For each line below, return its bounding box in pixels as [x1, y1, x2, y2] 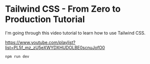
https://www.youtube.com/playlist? [5, 39, 76, 45]
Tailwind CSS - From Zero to [5, 3, 121, 15]
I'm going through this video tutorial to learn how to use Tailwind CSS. [5, 30, 146, 36]
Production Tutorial [5, 14, 85, 25]
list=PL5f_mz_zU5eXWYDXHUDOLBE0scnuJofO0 [5, 44, 105, 50]
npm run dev [5, 54, 29, 59]
